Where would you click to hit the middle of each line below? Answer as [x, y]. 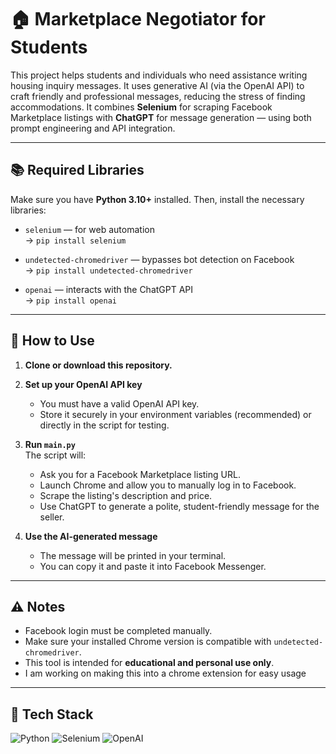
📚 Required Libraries [77, 170]
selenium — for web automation [89, 229]
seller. [52, 517]
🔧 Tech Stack [52, 714]
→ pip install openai [70, 300]
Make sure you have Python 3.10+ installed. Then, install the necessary [157, 199]
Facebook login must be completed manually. [118, 631]
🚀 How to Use [52, 341]
